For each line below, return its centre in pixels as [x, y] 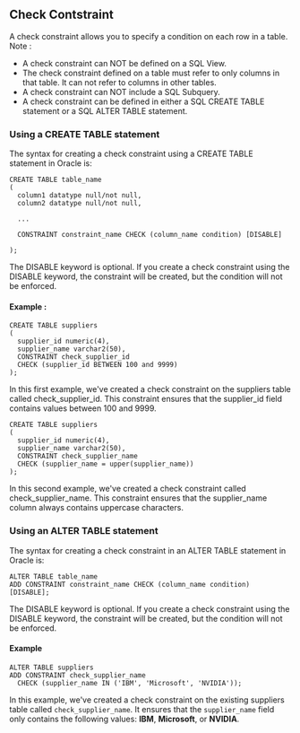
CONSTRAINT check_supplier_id [73, 357]
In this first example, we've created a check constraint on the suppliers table [150, 389]
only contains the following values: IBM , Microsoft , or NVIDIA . [124, 719]
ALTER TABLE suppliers [51, 668]
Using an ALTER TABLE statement [84, 531]
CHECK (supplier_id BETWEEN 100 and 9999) [98, 365]
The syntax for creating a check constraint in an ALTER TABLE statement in [148, 550]
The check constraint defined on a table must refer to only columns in [151, 73]
